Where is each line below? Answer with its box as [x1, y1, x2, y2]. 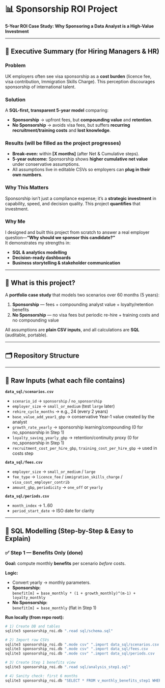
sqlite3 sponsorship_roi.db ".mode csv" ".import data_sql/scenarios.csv [5, 642, 160, 647]
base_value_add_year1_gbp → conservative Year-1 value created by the [12, 414, 155, 420]
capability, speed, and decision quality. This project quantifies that [5, 200, 141, 207]
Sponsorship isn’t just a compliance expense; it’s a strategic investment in [5, 195, 156, 201]
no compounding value [12, 317, 59, 323]
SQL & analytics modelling [12, 249, 67, 255]
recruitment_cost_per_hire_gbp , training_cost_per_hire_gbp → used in [12, 445, 157, 451]
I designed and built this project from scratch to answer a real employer [5, 229, 150, 235]
